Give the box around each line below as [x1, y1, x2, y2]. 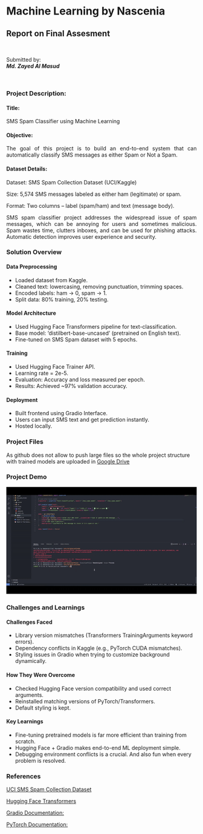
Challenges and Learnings [6, 603, 85, 612]
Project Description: [6, 89, 66, 97]
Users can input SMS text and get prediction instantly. [14, 416, 150, 424]
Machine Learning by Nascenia [6, 4, 166, 18]
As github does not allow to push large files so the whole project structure [6, 451, 190, 459]
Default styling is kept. [14, 704, 71, 711]
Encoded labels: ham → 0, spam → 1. [14, 289, 108, 297]
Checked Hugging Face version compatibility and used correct [14, 685, 172, 692]
